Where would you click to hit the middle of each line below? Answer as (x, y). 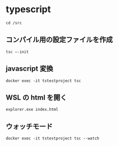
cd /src (14, 23)
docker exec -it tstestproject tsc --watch (53, 138)
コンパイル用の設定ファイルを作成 (59, 40)
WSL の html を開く (36, 97)
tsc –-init (17, 52)
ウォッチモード (29, 126)
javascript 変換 (29, 69)
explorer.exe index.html (32, 110)
